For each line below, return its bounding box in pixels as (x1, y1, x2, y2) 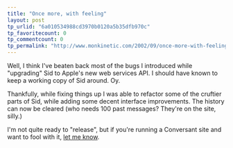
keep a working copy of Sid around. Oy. (7, 76, 121, 84)
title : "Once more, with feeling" (7, 10, 107, 17)
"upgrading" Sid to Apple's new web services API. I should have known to (7, 69, 218, 77)
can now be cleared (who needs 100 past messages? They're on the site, (7, 105, 216, 113)
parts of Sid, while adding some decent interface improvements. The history (7, 97, 225, 105)
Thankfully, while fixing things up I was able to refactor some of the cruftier (7, 90, 222, 98)
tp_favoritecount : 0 (7, 29, 67, 37)
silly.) (7, 112, 23, 120)
